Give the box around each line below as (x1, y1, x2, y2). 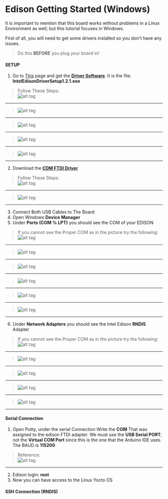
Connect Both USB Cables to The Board (12, 209, 95, 215)
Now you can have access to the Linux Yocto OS (12, 477, 113, 483)
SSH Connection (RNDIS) (5, 488, 58, 494)
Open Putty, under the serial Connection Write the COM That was (12, 426, 147, 432)
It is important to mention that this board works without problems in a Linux (5, 20, 160, 26)
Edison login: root (12, 472, 49, 478)
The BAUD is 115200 (12, 442, 55, 448)
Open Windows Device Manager (12, 214, 80, 220)
